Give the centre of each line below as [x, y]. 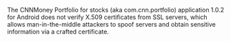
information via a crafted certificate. [58, 31]
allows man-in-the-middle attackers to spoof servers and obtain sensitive [111, 24]
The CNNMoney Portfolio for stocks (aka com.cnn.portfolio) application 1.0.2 [116, 10]
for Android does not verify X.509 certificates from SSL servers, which [108, 17]
